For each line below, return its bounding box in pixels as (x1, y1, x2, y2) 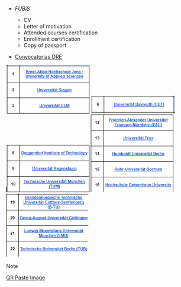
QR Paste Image (6, 274, 46, 281)
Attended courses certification (23, 29, 98, 36)
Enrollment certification (23, 36, 81, 42)
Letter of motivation (23, 23, 72, 30)
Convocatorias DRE (14, 53, 62, 60)
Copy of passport (23, 42, 67, 49)
